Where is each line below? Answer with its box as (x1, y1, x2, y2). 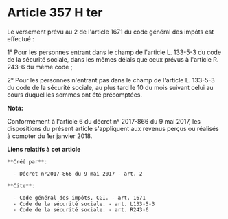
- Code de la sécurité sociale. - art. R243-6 (13, 206, 149, 214)
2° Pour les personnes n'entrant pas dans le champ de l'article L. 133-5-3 (7, 76, 215, 84)
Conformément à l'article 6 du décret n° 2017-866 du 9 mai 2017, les (7, 117, 201, 125)
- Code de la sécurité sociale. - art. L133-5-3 (13, 200, 155, 207)
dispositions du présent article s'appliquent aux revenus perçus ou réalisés (7, 124, 220, 132)
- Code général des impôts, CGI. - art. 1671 (13, 194, 146, 201)
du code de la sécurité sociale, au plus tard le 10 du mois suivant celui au (7, 83, 214, 91)
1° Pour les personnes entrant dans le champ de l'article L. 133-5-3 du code (7, 48, 222, 56)
